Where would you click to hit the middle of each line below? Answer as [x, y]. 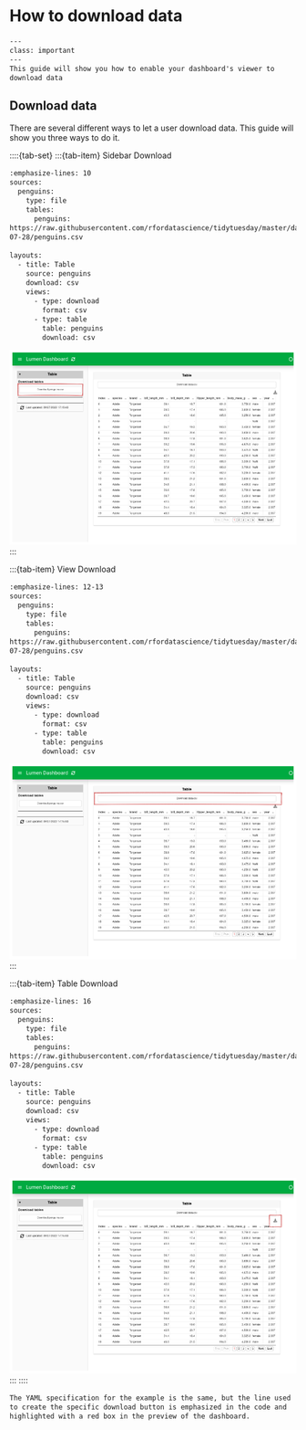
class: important [42, 50]
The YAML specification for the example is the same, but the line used [150, 1398]
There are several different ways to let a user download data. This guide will [152, 128]
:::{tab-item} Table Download [64, 983]
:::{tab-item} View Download [63, 569]
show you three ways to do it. [65, 137]
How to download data [96, 16]
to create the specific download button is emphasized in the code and [148, 1407]
